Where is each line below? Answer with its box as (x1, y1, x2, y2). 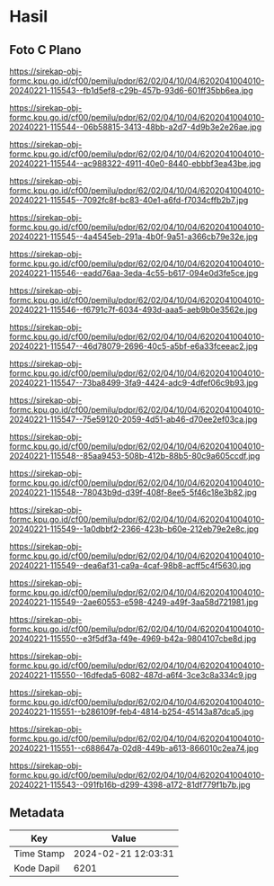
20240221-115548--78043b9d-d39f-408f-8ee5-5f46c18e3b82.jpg (9, 488, 258, 497)
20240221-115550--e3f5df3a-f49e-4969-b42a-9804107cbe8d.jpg (9, 633, 257, 644)
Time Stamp (13, 847, 66, 860)
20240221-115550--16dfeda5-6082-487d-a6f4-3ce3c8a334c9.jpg (9, 670, 258, 680)
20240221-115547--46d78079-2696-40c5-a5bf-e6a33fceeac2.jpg (9, 341, 259, 352)
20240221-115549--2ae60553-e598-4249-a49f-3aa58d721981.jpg (9, 596, 259, 607)
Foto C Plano (9, 42, 82, 58)
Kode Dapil (13, 862, 60, 874)
